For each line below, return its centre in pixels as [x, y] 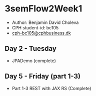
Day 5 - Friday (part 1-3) [43, 76]
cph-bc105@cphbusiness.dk [41, 33]
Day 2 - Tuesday [31, 48]
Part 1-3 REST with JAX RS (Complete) [51, 88]
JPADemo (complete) [34, 61]
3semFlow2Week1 [43, 9]
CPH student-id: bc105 [35, 27]
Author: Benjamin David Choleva [45, 22]
